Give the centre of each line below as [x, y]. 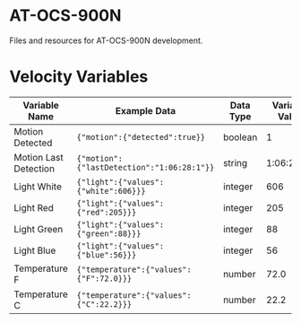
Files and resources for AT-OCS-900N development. [106, 40]
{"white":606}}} [111, 191]
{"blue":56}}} [107, 255]
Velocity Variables [79, 77]
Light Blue [35, 250]
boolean [240, 137]
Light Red [34, 207]
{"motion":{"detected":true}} [141, 137]
